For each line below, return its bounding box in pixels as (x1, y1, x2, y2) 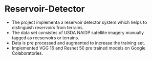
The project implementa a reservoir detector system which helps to (11, 19, 147, 25)
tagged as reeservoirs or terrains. (11, 35, 79, 41)
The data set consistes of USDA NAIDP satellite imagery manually (11, 30, 144, 35)
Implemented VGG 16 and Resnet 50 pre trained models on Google (11, 45, 146, 51)
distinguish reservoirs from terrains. (11, 24, 84, 30)
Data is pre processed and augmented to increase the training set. (11, 40, 145, 45)
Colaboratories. (11, 50, 43, 56)
